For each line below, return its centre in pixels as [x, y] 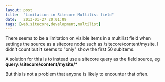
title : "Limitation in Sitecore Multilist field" [60, 15]
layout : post [19, 10]
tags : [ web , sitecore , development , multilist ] [53, 24]
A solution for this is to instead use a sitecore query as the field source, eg [83, 59]
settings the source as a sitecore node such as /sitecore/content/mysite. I [82, 44]
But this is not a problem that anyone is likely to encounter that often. [77, 74]
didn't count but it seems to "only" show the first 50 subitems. [70, 49]
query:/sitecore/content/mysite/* [42, 64]
